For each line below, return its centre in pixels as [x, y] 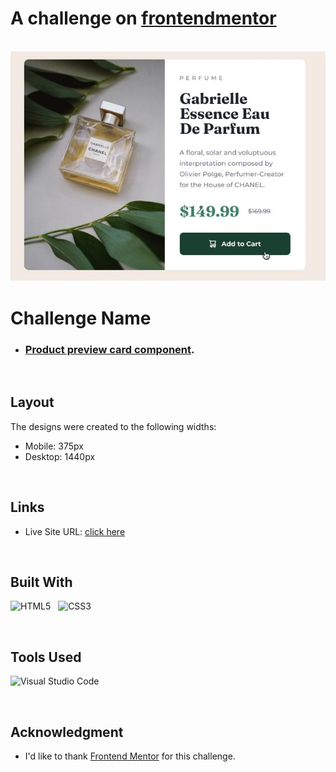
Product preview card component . [109, 349]
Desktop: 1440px [60, 456]
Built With [41, 582]
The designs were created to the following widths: [113, 426]
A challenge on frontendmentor [143, 18]
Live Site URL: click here [75, 531]
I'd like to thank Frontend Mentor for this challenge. [130, 756]
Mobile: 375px [54, 446]
